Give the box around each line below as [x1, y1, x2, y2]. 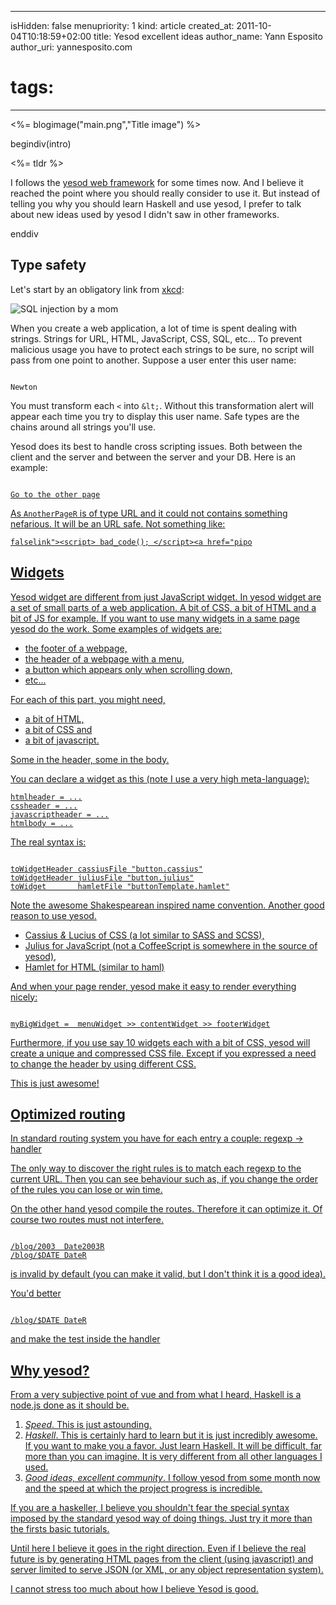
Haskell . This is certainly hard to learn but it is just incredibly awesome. [24, 1429, 318, 1441]
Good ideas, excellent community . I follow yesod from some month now [24, 1472, 321, 1484]
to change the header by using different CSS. [10, 1057, 197, 1070]
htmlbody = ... [10, 818, 74, 828]
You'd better [10, 1287, 62, 1300]
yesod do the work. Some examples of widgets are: [10, 622, 223, 635]
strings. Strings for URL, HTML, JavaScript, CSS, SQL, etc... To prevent [10, 332, 303, 345]
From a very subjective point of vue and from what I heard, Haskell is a [10, 1389, 302, 1401]
